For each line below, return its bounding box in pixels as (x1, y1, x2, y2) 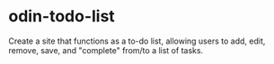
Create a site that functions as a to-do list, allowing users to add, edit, (8, 36, 266, 46)
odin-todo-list (8, 6, 116, 27)
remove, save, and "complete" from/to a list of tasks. (8, 44, 204, 55)
